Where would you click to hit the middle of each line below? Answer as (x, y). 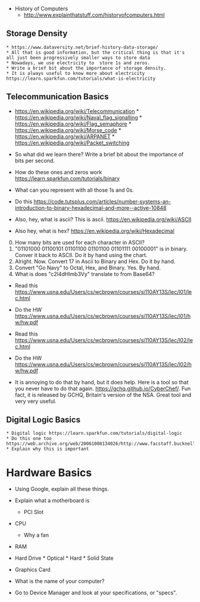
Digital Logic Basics (43, 420)
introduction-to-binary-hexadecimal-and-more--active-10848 (90, 208)
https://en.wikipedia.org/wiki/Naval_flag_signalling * (78, 117)
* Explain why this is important (48, 449)
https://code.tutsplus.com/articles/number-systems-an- (102, 201)
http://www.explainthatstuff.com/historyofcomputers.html (94, 15)
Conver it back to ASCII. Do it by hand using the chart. (81, 255)
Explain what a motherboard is (52, 501)
